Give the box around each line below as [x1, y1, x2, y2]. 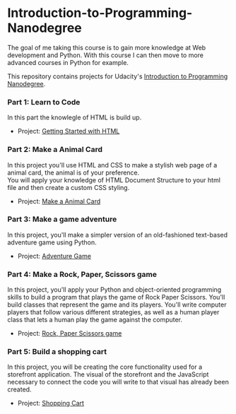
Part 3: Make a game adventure [7, 214, 117, 224]
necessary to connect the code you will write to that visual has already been [7, 378, 230, 386]
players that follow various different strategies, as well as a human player [7, 308, 220, 317]
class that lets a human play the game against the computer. [7, 316, 182, 324]
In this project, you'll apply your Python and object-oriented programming [7, 285, 222, 294]
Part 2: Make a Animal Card [7, 145, 102, 155]
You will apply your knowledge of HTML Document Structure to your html [7, 175, 221, 184]
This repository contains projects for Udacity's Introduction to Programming [7, 72, 228, 81]
